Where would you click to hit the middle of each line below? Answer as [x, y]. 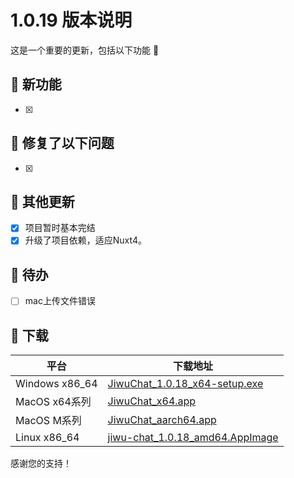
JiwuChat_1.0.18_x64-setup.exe [185, 384]
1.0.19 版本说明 [71, 20]
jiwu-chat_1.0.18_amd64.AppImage [193, 438]
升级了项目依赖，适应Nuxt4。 [85, 240]
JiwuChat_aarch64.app [162, 420]
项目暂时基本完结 [60, 228]
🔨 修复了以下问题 [62, 143]
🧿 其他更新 [42, 201]
